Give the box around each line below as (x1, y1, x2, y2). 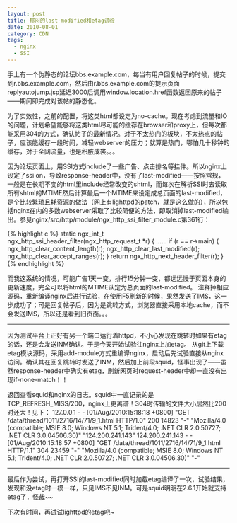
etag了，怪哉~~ (7, 493, 54, 501)
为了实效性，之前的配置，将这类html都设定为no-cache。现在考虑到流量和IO (7, 111, 228, 120)
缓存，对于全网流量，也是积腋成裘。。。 (7, 146, 119, 156)
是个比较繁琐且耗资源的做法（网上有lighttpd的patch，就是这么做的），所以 (7, 197, 222, 206)
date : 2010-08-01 (7, 23, 59, 30)
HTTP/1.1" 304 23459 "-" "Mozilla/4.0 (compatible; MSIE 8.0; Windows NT (7, 446, 224, 454)
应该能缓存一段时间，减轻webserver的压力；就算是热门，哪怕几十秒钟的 (19, 138, 231, 146)
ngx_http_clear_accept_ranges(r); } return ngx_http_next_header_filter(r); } (7, 252, 224, 260)
